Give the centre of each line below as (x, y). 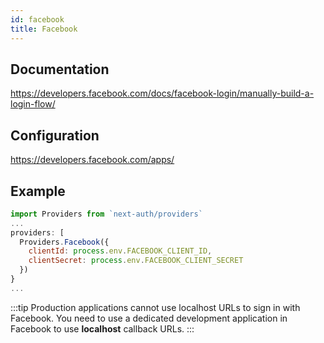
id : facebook (37, 19)
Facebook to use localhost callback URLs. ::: (102, 328)
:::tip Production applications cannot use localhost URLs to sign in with (155, 307)
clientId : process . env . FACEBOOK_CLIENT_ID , (120, 251)
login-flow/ (33, 104)
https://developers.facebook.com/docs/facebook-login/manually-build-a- (162, 93)
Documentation (60, 69)
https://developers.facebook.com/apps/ (92, 160)
